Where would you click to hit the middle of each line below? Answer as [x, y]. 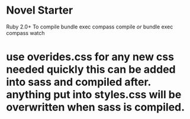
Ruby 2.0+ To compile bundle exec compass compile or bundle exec [90, 27]
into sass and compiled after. [78, 82]
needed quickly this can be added [91, 70]
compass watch [25, 33]
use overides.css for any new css [90, 57]
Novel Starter [40, 10]
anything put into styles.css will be [94, 95]
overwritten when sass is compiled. [96, 107]
